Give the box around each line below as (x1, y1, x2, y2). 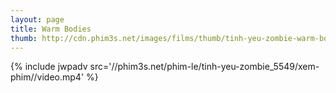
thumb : (10, 33, 38, 43)
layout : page (10, 14, 65, 25)
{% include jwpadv (10, 61, 88, 73)
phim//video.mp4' (10, 71, 85, 83)
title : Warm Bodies (10, 24, 92, 34)
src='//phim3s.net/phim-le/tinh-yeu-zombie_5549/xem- (89, 61, 320, 73)
